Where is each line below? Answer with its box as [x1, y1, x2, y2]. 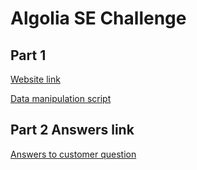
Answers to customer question [10, 148, 137, 160]
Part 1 [10, 47, 47, 64]
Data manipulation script [10, 93, 112, 104]
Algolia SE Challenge [10, 7, 187, 30]
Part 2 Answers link [10, 122, 135, 139]
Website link [10, 73, 61, 85]
